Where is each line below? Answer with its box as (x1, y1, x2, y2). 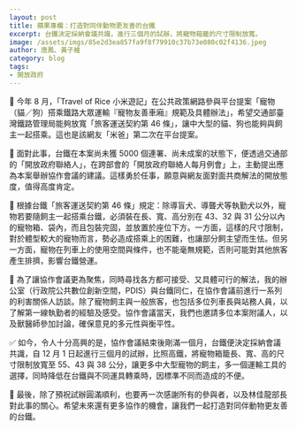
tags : (9, 63, 29, 72)
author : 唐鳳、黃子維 (9, 46, 81, 55)
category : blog (9, 54, 65, 63)
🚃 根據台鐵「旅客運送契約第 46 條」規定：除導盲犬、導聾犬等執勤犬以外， (9, 200, 278, 211)
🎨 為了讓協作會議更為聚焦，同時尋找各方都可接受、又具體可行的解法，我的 (9, 273, 280, 284)
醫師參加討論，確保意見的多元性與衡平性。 (24, 318, 179, 328)
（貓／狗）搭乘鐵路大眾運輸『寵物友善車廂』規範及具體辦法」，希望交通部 (9, 107, 277, 118)
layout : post (9, 12, 57, 22)
